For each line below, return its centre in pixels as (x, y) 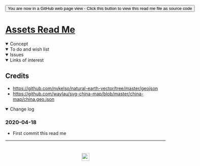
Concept (19, 44)
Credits (17, 76)
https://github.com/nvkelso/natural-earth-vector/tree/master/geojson (85, 88)
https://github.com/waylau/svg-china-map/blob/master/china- (78, 94)
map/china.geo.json (33, 99)
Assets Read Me (40, 30)
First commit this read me (39, 133)
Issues (17, 54)
